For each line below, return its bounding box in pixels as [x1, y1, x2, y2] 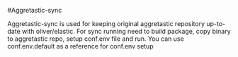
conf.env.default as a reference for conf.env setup [7, 42, 154, 50]
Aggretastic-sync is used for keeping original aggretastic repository [7, 20, 205, 27]
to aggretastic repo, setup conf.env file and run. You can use [7, 34, 184, 43]
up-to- [206, 20, 226, 27]
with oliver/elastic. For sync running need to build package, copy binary [21, 27, 231, 35]
